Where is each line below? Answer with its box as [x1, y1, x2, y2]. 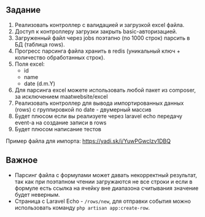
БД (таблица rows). [14, 40, 65, 48]
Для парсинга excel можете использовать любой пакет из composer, [14, 86, 196, 94]
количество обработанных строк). [14, 53, 106, 61]
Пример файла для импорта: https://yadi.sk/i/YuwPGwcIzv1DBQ [6, 137, 171, 145]
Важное [6, 155, 38, 166]
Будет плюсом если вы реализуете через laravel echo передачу [14, 112, 182, 120]
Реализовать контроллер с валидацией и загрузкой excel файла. [14, 21, 185, 28]
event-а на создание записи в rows [14, 119, 107, 126]
